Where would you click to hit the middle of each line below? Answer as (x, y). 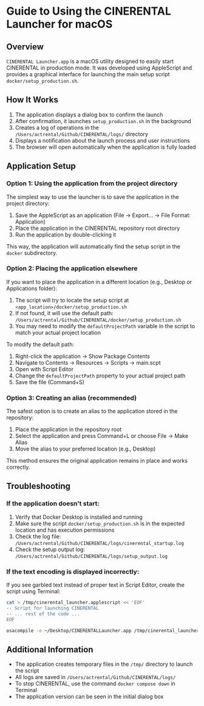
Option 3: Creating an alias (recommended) (72, 398)
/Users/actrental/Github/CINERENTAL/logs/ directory (82, 134)
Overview (25, 47)
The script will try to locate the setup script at (72, 300)
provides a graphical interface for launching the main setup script (88, 74)
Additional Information (50, 650)
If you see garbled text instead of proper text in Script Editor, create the (96, 585)
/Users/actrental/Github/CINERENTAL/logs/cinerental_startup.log (99, 543)
